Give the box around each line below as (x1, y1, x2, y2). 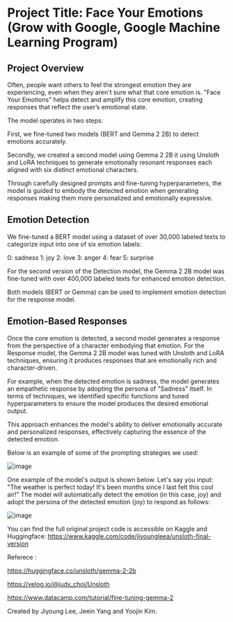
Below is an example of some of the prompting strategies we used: (7, 448, 199, 457)
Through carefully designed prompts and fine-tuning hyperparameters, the (7, 179, 222, 187)
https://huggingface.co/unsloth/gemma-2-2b (7, 566, 137, 575)
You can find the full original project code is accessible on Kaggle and (7, 524, 207, 533)
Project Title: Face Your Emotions (7, 5, 204, 21)
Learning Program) (7, 35, 118, 50)
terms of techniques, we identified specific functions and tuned (7, 391, 189, 400)
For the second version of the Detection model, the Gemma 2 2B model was (7, 267, 225, 275)
